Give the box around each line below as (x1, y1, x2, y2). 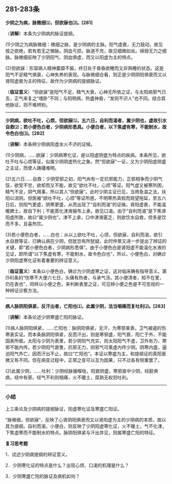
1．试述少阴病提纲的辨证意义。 (5, 451, 70, 458)
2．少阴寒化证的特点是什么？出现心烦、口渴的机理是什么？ (5, 462, 130, 469)
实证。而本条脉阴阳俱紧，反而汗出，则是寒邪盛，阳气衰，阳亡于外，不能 (14, 331, 167, 337)
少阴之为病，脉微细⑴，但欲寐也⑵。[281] (5, 20, 93, 26)
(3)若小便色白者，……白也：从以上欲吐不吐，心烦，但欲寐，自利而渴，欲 (5, 231, 159, 238)
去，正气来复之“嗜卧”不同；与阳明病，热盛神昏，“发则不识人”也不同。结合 (5, 95, 161, 101)
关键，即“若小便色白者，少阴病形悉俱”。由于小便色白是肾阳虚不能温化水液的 (5, 244, 166, 250)
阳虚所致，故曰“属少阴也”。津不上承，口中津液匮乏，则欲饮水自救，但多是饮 (5, 214, 166, 220)
